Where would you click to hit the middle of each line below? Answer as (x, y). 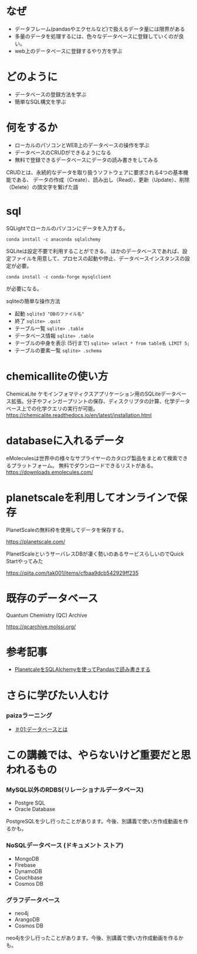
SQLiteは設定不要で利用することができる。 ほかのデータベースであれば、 (94, 251)
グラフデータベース (33, 900)
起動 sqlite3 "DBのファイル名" (49, 313)
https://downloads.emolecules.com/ (50, 472)
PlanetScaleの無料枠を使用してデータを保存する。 (67, 530)
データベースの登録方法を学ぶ (50, 94)
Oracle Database (35, 809)
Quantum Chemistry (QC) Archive (47, 615)
